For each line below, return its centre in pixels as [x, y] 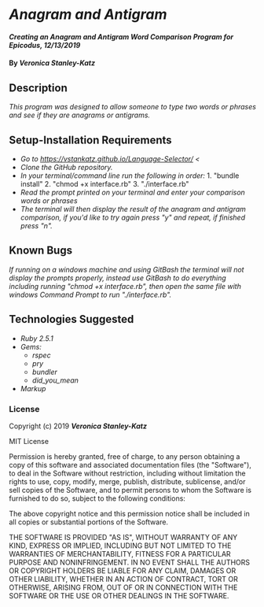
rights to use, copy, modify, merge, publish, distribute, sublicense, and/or [127, 481]
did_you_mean [55, 380]
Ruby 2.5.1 [37, 338]
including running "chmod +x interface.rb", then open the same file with [125, 286]
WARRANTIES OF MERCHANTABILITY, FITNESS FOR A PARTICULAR [120, 553]
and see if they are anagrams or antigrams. [80, 115]
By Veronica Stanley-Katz [52, 63]
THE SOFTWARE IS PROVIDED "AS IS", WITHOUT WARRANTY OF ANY [123, 537]
